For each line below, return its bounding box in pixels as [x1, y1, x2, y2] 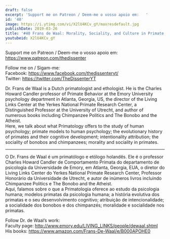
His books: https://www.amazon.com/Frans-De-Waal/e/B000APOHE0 [5, 228, 151, 234]
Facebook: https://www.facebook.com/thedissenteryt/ [5, 70, 119, 76]
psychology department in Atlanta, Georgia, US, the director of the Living [5, 96, 157, 102]
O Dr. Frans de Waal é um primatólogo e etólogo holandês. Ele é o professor [5, 153, 163, 160]
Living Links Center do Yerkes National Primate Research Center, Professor [5, 170, 162, 176]
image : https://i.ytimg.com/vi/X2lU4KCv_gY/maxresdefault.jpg [5, 21, 139, 27]
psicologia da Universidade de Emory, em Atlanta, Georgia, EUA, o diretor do [5, 164, 165, 170]
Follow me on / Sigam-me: [5, 64, 60, 71]
